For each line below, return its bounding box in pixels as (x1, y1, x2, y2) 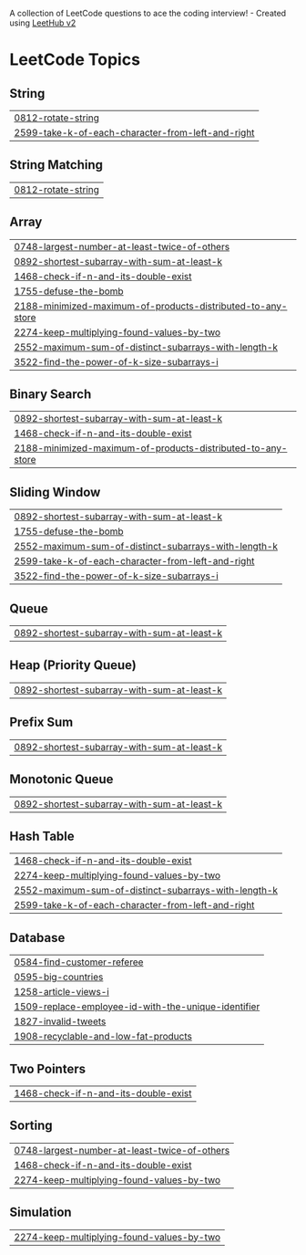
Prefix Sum (9, 715, 74, 730)
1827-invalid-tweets (14, 1015, 107, 1028)
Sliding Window (9, 484, 101, 500)
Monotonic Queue (9, 771, 114, 788)
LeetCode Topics (9, 49, 141, 70)
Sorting (9, 1118, 53, 1134)
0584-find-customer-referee (14, 956, 144, 968)
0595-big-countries (14, 971, 104, 984)
